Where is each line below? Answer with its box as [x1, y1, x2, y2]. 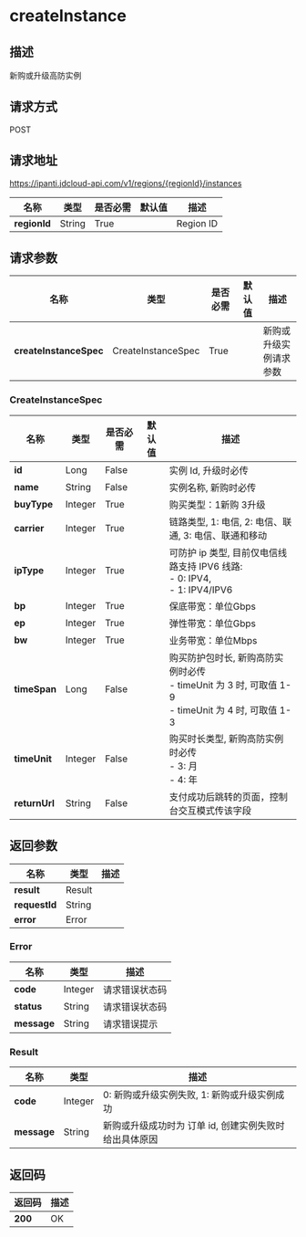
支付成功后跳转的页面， [168, 791, 270, 803]
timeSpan [14, 682, 57, 695]
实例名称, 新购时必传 [168, 481, 257, 494]
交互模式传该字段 [178, 804, 252, 817]
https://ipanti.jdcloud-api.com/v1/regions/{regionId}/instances [9, 177, 242, 188]
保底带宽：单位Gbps [168, 600, 257, 613]
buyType [14, 498, 54, 510]
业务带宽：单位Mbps [168, 634, 258, 646]
